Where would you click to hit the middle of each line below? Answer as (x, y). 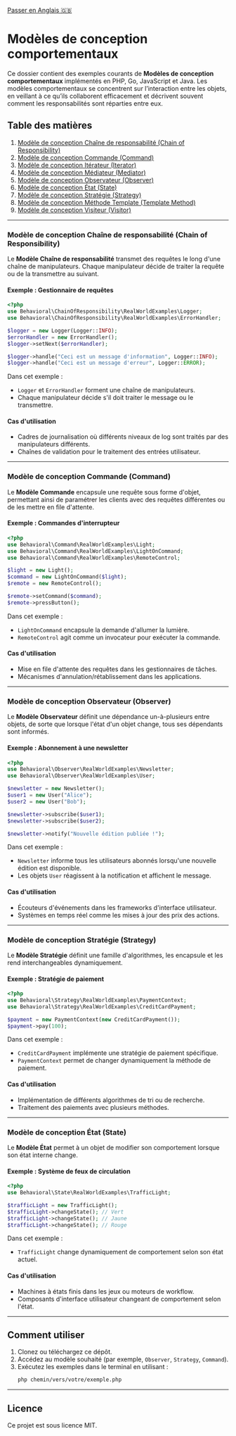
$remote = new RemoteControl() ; (54, 584)
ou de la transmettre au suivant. (53, 274)
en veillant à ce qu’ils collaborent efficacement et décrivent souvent (105, 96)
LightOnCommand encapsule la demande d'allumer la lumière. (103, 630)
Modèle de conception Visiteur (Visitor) (74, 210)
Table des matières (50, 126)
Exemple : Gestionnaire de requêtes (60, 290)
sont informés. (28, 732)
